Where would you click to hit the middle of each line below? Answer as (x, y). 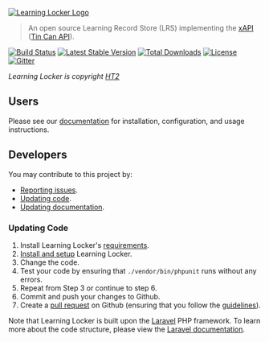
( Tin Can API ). (51, 37)
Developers (38, 155)
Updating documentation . (62, 207)
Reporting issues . (49, 190)
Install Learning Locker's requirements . (85, 245)
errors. (31, 279)
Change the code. (50, 262)
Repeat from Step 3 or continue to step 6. (88, 288)
